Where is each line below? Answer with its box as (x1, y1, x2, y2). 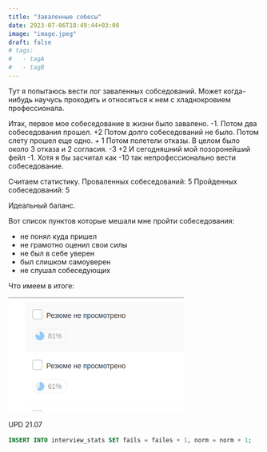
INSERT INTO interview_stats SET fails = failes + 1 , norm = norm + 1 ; (8, 436, 252, 444)
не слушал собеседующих (19, 265, 110, 275)
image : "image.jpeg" (8, 30, 78, 38)
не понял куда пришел (19, 232, 98, 241)
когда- (223, 86, 246, 96)
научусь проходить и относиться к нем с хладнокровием (34, 94, 231, 104)
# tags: (8, 46, 34, 55)
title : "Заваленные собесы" (8, 13, 102, 21)
